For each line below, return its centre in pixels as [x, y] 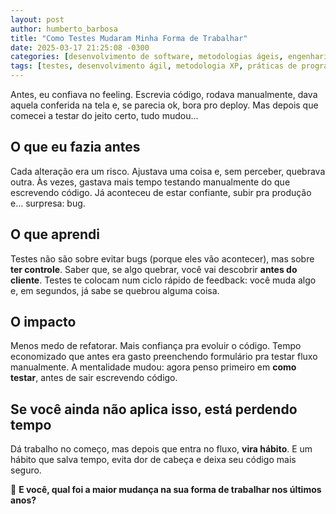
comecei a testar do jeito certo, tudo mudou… [104, 115]
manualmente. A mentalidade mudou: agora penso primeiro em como [153, 367]
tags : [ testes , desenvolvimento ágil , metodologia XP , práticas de [154, 66]
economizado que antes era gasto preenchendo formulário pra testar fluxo [164, 357]
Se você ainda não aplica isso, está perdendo [154, 409]
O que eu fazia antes [75, 147]
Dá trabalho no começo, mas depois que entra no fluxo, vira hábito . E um [161, 449]
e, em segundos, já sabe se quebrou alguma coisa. [115, 290]
